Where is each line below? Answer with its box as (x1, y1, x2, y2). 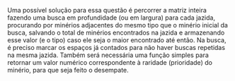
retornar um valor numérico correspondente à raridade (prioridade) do (7, 58, 212, 66)
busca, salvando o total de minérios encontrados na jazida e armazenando (7, 28, 225, 37)
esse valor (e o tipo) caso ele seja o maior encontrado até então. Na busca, (7, 36, 227, 44)
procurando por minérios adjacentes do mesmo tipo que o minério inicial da (7, 21, 229, 29)
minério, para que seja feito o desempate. (7, 66, 129, 74)
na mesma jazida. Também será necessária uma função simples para (7, 51, 209, 59)
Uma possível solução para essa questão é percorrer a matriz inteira (7, 6, 207, 14)
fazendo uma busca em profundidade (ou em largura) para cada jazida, (7, 13, 216, 22)
